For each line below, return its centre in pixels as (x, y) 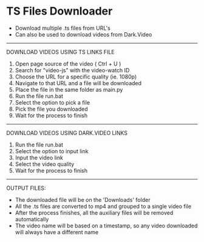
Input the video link (39, 157)
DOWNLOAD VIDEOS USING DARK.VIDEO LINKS (67, 133)
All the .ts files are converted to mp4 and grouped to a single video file (103, 206)
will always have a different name (57, 232)
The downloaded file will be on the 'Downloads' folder (83, 199)
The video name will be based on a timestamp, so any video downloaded (106, 226)
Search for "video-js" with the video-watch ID (72, 70)
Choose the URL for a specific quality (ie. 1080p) (76, 77)
